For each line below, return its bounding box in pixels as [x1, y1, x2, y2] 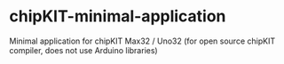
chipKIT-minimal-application [9, 6, 226, 27]
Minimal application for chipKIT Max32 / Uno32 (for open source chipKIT [9, 36, 276, 46]
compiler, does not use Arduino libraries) [9, 44, 158, 55]
